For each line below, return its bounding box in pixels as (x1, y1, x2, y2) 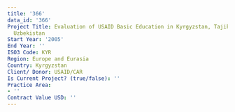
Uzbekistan (13, 29, 45, 37)
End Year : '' (7, 42, 45, 49)
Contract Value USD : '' (7, 95, 77, 102)
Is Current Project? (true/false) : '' (7, 74, 120, 82)
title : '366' (7, 10, 45, 17)
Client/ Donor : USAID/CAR (7, 68, 83, 75)
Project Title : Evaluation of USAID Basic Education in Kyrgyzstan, (7, 23, 211, 30)
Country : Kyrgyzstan (7, 62, 68, 69)
